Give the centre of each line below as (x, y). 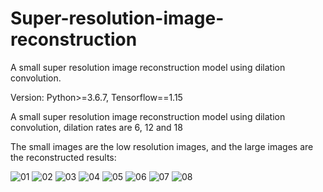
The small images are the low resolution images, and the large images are (162, 146)
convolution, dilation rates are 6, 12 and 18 (96, 127)
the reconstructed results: (63, 157)
